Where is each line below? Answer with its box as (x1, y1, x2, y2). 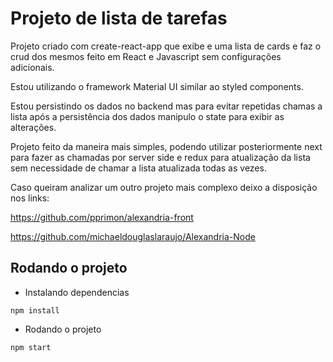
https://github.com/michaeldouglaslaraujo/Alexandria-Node (10, 230, 256, 242)
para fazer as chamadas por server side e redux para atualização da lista (10, 151, 311, 163)
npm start (10, 342, 52, 352)
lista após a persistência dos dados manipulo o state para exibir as (10, 110, 285, 122)
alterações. (10, 121, 57, 133)
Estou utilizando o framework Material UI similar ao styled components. (10, 80, 304, 92)
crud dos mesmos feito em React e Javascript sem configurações (10, 50, 282, 62)
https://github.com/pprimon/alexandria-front (10, 211, 194, 223)
